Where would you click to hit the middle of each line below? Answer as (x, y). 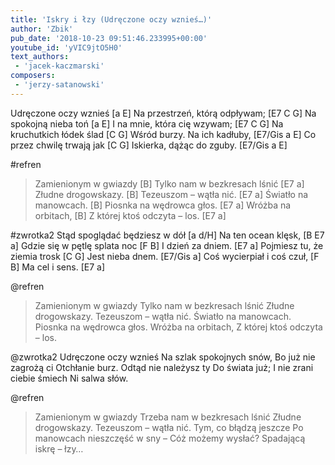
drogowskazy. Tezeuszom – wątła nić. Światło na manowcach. (163, 316)
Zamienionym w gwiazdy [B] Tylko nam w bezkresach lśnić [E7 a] (169, 183)
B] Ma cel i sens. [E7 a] (57, 267)
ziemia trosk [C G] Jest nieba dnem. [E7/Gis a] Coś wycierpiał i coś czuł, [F (165, 256)
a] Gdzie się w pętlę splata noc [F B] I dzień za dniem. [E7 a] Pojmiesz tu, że (167, 245)
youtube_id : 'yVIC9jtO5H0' (66, 47)
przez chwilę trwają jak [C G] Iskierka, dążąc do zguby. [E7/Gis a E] (149, 145)
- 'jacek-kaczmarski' (59, 66)
